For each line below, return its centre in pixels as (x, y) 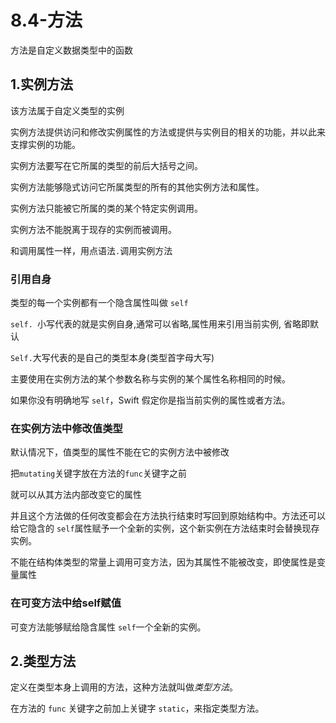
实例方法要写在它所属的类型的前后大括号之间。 (106, 165)
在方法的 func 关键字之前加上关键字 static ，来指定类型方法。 (137, 708)
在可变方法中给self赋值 (66, 603)
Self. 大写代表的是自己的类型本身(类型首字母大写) (112, 358)
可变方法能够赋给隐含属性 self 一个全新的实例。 (108, 627)
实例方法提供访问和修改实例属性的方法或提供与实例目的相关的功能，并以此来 (168, 132)
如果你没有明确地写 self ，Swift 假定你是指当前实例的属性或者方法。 (150, 400)
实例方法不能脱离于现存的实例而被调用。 (93, 229)
